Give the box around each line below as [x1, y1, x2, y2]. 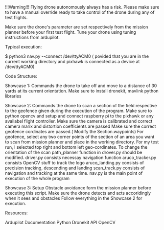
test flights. [5, 15, 28, 20]
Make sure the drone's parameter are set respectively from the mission [5, 24, 148, 30]
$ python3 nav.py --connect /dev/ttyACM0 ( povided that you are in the [5, 53, 149, 59]
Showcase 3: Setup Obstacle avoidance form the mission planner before [5, 185, 151, 190]
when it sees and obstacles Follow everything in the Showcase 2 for [5, 195, 142, 201]
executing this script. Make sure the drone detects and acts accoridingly [5, 190, 151, 196]
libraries [5, 93, 22, 99]
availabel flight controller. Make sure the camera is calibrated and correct [5, 118, 153, 124]
